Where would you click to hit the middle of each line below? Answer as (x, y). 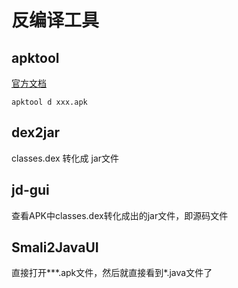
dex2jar (36, 132)
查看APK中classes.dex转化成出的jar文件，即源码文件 (120, 215)
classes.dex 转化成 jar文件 (65, 158)
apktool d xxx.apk (49, 102)
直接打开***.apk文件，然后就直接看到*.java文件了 (112, 273)
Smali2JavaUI (55, 247)
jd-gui (30, 190)
